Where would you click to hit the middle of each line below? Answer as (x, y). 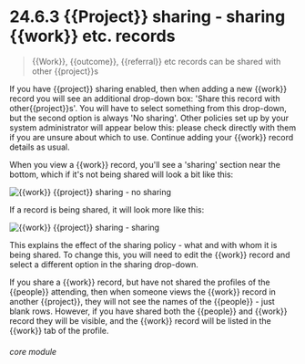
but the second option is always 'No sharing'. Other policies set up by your (149, 118)
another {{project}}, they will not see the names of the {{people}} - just (142, 301)
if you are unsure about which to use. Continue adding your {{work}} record (152, 137)
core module (33, 351)
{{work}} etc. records (92, 36)
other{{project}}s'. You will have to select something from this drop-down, (148, 108)
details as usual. (40, 147)
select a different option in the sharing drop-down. (104, 264)
